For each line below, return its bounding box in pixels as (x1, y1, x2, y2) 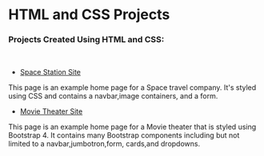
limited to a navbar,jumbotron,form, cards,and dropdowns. (8, 139, 201, 149)
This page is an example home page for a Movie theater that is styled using (8, 122, 257, 132)
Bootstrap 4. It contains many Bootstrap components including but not (8, 131, 240, 140)
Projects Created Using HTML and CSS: (8, 34, 165, 45)
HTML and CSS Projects (8, 6, 170, 24)
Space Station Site (19, 68, 82, 77)
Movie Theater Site (19, 107, 83, 116)
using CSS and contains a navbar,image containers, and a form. (8, 92, 218, 101)
